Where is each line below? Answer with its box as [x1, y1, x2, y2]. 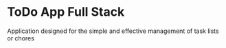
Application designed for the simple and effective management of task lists [7, 27, 219, 35]
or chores [7, 34, 34, 42]
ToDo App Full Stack [7, 4, 125, 20]
